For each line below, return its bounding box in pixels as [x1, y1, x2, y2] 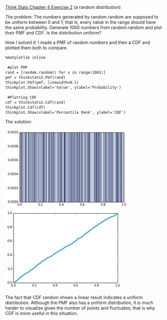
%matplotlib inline [5, 55, 46, 60]
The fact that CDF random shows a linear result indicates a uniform [5, 295, 143, 300]
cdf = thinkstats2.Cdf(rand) [5, 100, 66, 105]
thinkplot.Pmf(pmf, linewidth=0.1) [5, 80, 79, 85]
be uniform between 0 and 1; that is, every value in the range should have [5, 19, 156, 25]
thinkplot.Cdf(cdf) [5, 105, 46, 110]
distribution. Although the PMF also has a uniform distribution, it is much [5, 300, 154, 306]
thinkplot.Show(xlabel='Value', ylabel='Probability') [5, 85, 122, 90]
